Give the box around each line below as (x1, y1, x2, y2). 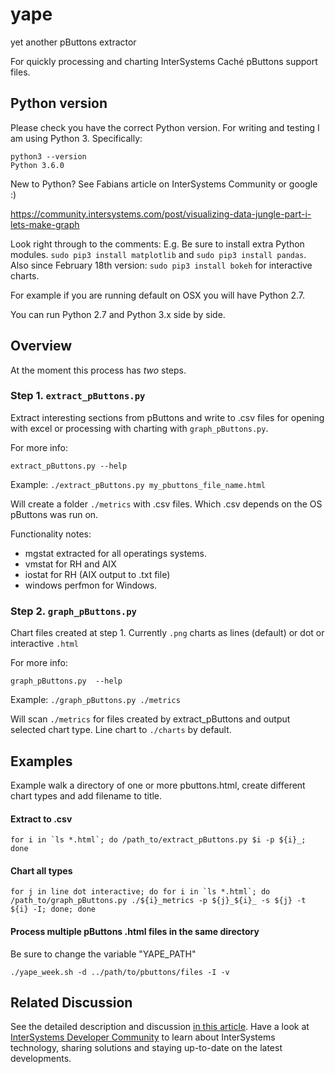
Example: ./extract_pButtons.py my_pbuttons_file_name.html (10, 478, 266, 490)
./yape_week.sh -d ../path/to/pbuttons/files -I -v (10, 967, 230, 977)
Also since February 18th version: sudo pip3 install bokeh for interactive (10, 259, 313, 271)
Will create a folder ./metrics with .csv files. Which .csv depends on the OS (10, 498, 323, 510)
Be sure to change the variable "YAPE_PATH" (10, 948, 197, 960)
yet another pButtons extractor (10, 36, 137, 48)
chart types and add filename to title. (10, 789, 163, 802)
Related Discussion (10, 994, 133, 1011)
